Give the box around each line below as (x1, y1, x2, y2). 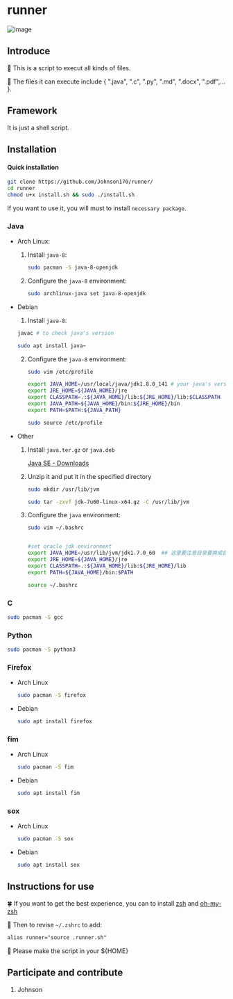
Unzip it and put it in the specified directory (27, 472, 152, 480)
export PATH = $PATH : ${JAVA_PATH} (27, 407, 121, 414)
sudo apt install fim (17, 789, 80, 797)
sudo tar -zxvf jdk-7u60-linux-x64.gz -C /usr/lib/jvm (27, 498, 189, 505)
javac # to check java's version (17, 329, 114, 336)
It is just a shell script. (7, 123, 69, 132)
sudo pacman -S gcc (7, 613, 64, 621)
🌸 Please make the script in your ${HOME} (7, 946, 129, 955)
